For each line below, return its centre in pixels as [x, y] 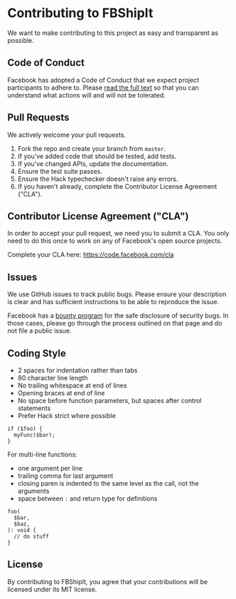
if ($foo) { [25, 429]
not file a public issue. [39, 331]
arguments [33, 491]
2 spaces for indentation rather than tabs [77, 370]
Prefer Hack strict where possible [66, 416]
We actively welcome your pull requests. [67, 135]
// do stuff [32, 536]
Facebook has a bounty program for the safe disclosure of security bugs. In [118, 316]
